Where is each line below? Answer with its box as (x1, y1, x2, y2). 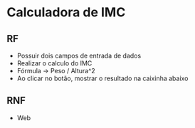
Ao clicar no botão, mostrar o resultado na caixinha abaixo (16, 74, 189, 82)
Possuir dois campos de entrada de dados (16, 51, 142, 60)
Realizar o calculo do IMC (16, 59, 93, 68)
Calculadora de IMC (6, 4, 126, 21)
